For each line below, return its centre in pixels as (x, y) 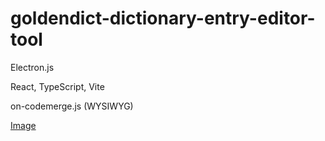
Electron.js (32, 67)
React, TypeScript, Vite (57, 86)
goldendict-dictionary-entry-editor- (163, 18)
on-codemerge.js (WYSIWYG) (72, 106)
